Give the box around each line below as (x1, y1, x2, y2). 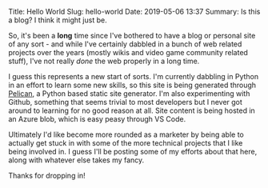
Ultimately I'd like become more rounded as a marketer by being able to (8, 130, 244, 139)
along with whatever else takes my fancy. (8, 155, 145, 165)
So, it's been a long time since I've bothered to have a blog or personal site (8, 31, 256, 40)
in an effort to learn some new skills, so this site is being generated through (8, 80, 257, 90)
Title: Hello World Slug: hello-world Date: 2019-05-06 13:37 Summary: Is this (8, 7, 261, 16)
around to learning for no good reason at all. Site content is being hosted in (8, 106, 256, 115)
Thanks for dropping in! (8, 171, 86, 180)
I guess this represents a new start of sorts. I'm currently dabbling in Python (8, 72, 258, 81)
